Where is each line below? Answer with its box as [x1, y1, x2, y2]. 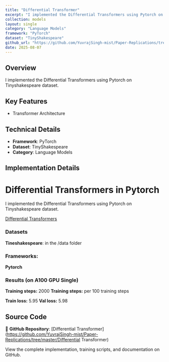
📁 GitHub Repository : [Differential [5, 326, 76, 332]
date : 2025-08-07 [5, 45, 42, 50]
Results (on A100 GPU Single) [5, 276, 79, 283]
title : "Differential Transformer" [5, 7, 80, 13]
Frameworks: [5, 252, 39, 260]
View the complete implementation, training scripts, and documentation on [5, 346, 160, 352]
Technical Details [5, 125, 61, 134]
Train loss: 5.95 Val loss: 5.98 [5, 298, 68, 304]
